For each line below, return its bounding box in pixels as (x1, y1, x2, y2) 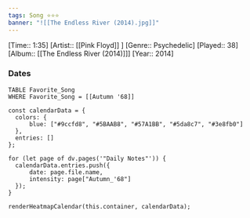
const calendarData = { (8, 107, 86, 114)
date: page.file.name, (28, 168, 103, 176)
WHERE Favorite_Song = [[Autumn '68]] (8, 93, 135, 100)
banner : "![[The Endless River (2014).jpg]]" (8, 19, 159, 27)
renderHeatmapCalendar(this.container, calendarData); (8, 202, 191, 210)
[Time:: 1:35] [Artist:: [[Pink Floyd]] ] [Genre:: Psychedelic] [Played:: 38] (8, 40, 239, 49)
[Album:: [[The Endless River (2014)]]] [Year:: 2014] (8, 49, 174, 58)
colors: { (15, 113, 47, 122)
